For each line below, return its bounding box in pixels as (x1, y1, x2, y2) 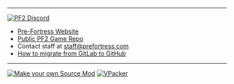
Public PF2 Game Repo (17, 35, 84, 42)
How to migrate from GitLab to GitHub (17, 49, 127, 58)
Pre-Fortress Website (17, 27, 79, 35)
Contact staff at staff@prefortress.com (17, 42, 129, 50)
